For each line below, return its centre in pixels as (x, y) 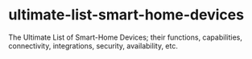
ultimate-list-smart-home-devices (126, 15)
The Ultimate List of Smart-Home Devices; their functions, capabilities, (126, 37)
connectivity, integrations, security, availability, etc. (93, 45)
